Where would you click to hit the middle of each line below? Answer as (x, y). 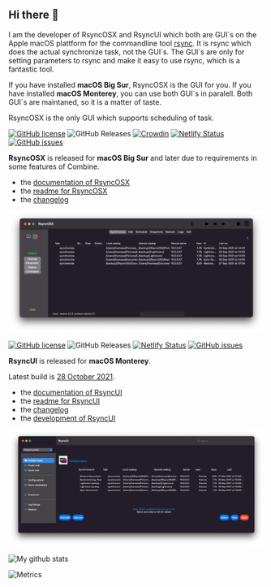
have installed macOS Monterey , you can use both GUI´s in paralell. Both (131, 93)
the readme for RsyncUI (60, 401)
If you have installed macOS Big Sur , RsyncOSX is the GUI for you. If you (130, 84)
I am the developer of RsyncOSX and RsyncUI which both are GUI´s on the (133, 34)
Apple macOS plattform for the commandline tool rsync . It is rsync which (130, 43)
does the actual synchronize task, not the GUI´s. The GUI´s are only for (127, 52)
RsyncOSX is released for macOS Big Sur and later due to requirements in (133, 158)
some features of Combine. (54, 166)
